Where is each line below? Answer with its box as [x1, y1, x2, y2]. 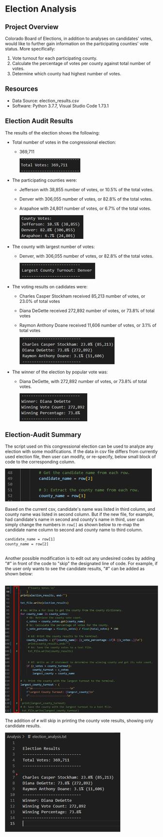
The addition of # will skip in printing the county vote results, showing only [5, 718, 154, 723]
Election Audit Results [5, 117, 74, 125]
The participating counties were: [12, 177, 77, 183]
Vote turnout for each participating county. [12, 55, 98, 61]
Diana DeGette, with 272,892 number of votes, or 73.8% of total [19, 378, 147, 384]
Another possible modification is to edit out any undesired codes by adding [5, 555, 155, 561]
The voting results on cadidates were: [12, 284, 88, 289]
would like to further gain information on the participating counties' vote [5, 41, 149, 47]
